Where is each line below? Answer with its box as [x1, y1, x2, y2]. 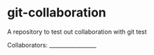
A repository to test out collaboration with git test [7, 27, 147, 36]
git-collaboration [7, 5, 106, 21]
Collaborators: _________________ [7, 41, 97, 49]
